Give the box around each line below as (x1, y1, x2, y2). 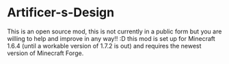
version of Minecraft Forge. (7, 49, 84, 57)
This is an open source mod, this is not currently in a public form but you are (7, 27, 222, 35)
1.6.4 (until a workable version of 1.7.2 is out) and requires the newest (7, 42, 202, 50)
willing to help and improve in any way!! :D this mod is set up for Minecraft (7, 34, 215, 42)
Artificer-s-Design (7, 5, 115, 20)
